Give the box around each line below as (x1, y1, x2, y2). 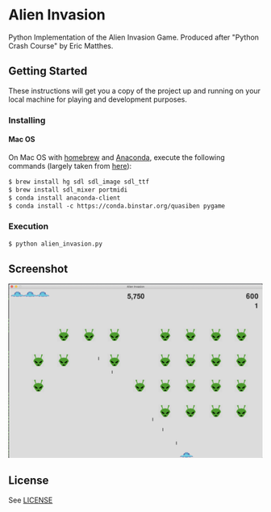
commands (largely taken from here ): (8, 161, 132, 170)
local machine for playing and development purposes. (8, 94, 188, 104)
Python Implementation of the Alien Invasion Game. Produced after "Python (8, 32, 260, 42)
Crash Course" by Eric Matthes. (8, 40, 114, 50)
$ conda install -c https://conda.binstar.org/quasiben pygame (8, 202, 226, 210)
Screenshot (8, 262, 69, 275)
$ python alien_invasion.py (8, 240, 103, 248)
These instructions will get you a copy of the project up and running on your (8, 86, 261, 95)
